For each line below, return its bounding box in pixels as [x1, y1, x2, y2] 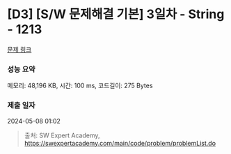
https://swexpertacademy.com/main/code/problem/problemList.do [24, 139, 216, 147]
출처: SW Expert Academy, [24, 131, 100, 139]
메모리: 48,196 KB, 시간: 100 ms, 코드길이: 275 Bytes [7, 81, 153, 90]
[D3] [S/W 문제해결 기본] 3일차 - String [7, 6, 225, 22]
